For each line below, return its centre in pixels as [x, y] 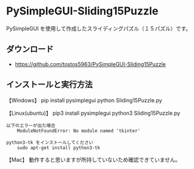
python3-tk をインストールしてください [50, 143]
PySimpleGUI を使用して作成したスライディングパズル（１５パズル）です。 [99, 28]
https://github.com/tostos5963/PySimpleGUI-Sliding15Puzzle [90, 64]
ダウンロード [30, 49]
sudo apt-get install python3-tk [59, 148]
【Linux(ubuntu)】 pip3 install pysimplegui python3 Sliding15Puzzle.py [93, 113]
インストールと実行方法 [49, 84]
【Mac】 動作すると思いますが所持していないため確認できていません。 [93, 159]
